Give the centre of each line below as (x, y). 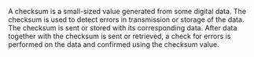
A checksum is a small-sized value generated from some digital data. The (127, 11)
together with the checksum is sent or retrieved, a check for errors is (120, 36)
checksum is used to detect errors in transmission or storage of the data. (126, 20)
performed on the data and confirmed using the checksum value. (114, 45)
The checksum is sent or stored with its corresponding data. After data (123, 28)
